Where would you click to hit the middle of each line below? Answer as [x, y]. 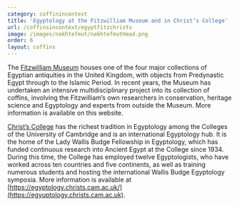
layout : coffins [31, 47]
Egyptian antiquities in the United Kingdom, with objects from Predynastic [116, 75]
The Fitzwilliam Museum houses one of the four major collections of [107, 67]
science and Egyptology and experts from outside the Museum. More [110, 105]
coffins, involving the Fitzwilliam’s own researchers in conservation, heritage [119, 98]
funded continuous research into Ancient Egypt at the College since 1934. [116, 149]
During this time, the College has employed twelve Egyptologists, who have [118, 157]
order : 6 [20, 41]
